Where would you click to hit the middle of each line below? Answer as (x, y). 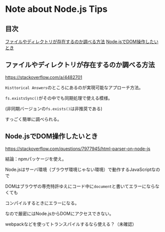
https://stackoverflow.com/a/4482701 (44, 77)
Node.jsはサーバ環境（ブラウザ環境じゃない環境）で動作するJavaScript (78, 169)
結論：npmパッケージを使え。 (36, 159)
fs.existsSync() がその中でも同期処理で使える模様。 (59, 98)
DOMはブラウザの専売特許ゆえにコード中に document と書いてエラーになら (80, 186)
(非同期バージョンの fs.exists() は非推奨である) (54, 108)
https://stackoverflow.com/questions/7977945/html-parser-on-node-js (78, 149)
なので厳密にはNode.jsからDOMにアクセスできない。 (60, 213)
